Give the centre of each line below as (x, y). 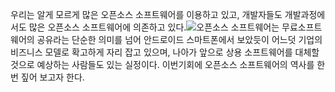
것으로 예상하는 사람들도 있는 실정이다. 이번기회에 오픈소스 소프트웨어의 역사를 (162, 64)
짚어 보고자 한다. (52, 77)
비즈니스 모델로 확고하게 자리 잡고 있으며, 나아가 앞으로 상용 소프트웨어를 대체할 (165, 52)
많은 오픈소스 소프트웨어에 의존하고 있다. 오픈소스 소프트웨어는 (154, 27)
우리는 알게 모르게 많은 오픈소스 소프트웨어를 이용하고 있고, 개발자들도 (146, 14)
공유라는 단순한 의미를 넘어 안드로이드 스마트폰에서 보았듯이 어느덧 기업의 (179, 39)
